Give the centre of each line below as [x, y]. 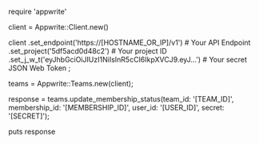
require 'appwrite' [38, 12]
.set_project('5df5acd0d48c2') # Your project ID [88, 51]
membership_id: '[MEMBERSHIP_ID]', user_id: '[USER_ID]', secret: [116, 108]
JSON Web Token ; [40, 68]
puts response [32, 132]
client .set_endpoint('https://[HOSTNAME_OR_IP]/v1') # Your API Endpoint [129, 42]
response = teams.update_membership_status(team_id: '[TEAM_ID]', [121, 99]
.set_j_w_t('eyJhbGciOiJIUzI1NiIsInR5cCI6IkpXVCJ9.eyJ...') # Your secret [128, 60]
